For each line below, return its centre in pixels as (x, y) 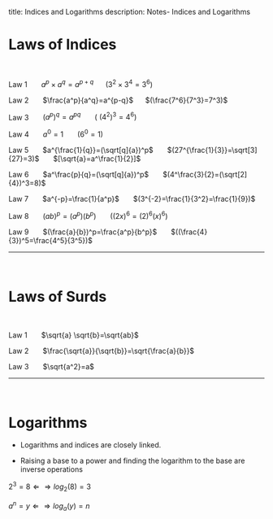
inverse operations (52, 469)
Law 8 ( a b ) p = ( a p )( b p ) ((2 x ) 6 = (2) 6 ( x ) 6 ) (88, 215)
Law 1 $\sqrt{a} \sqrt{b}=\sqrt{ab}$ (74, 335)
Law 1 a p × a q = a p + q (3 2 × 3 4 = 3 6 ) (80, 83)
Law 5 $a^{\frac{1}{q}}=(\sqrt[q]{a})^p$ (81, 150)
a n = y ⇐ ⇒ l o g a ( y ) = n (49, 506)
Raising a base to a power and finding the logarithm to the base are (132, 461)
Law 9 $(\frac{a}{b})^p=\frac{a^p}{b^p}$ (83, 232)
